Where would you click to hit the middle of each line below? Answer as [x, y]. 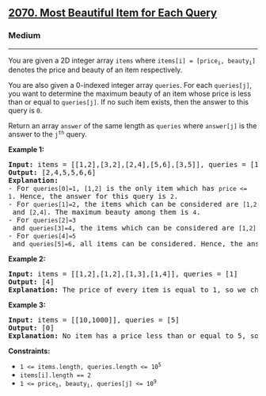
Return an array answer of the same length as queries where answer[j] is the [133, 126]
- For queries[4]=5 [42, 236]
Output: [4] [31, 282]
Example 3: [27, 305]
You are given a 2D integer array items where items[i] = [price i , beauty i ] [132, 61]
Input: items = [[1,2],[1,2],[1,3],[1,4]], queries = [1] [123, 274]
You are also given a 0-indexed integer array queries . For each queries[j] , [130, 86]
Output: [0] [31, 328]
